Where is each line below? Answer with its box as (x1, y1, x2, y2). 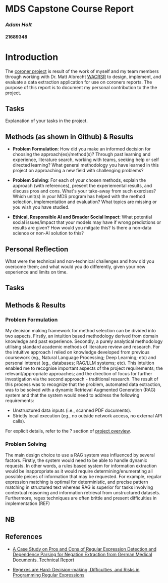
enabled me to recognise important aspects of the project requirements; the (5, 365, 163, 371)
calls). (12, 418, 26, 424)
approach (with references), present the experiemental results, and (12, 183, 152, 189)
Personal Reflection (5, 245, 69, 253)
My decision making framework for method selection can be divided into (5, 328, 156, 334)
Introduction (5, 51, 59, 63)
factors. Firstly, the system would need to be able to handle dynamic (5, 457, 148, 463)
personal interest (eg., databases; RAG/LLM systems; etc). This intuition (5, 360, 155, 366)
